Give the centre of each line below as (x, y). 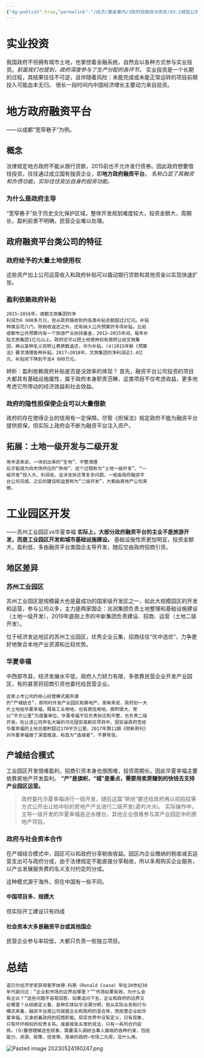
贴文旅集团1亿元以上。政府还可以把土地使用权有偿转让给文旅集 (73, 340)
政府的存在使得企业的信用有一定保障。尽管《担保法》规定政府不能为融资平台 (102, 417)
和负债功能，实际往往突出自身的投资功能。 (59, 181)
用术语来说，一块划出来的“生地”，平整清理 (52, 462)
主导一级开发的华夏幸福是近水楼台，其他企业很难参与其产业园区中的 (106, 814)
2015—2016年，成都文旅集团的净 (41, 314)
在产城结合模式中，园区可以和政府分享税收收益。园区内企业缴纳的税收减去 (99, 853)
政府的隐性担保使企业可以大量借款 (56, 404)
